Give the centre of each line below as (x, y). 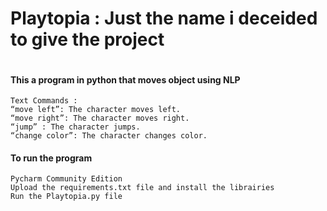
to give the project (87, 39)
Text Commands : (44, 101)
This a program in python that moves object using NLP (125, 79)
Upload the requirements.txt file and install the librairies (142, 188)
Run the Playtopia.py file (66, 197)
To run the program (51, 158)
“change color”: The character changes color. (109, 136)
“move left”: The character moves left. (96, 110)
